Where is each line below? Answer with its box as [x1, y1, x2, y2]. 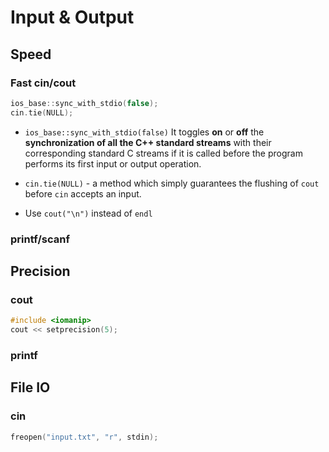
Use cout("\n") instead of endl [24, 207, 153, 219]
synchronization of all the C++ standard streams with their [24, 136, 272, 148]
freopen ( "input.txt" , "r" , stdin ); [10, 432, 159, 442]
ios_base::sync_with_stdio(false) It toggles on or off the [24, 126, 265, 138]
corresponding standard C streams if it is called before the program [24, 147, 303, 159]
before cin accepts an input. [24, 187, 142, 200]
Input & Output [10, 6, 135, 29]
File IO [10, 379, 51, 396]
